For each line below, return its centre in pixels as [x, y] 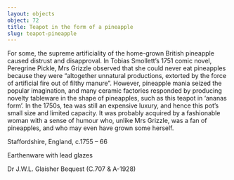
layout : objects [31, 14]
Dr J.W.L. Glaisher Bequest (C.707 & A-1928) [72, 169]
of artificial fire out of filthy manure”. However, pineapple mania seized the [115, 83]
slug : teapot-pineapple [42, 33]
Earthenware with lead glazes [50, 155]
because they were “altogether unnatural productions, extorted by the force [117, 76]
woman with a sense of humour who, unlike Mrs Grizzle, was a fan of [107, 121]
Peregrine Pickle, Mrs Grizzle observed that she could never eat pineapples [117, 68]
